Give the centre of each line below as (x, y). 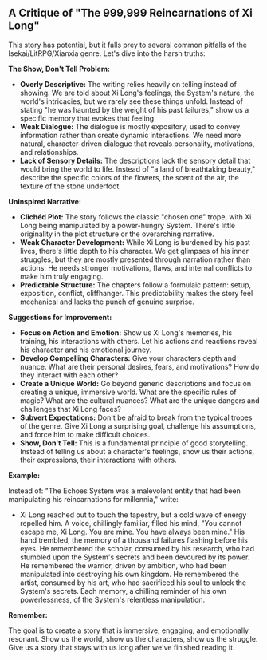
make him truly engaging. (61, 276)
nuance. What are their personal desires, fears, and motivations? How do (139, 366)
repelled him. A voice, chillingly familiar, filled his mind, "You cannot (131, 523)
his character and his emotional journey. (86, 350)
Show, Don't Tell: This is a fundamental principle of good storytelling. (134, 443)
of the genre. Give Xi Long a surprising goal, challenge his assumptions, (138, 425)
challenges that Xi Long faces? (70, 409)
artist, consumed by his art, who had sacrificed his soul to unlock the (133, 583)
